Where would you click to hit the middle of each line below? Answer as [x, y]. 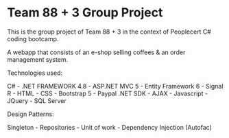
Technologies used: [35, 73]
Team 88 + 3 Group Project [85, 13]
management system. [38, 59]
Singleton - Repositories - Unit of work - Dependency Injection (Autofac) [110, 127]
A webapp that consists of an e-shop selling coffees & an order [96, 52]
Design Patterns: [31, 114]
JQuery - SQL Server [37, 100]
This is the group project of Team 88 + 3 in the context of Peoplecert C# [109, 32]
